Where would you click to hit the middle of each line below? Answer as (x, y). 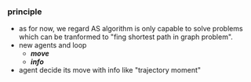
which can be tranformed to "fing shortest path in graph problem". (125, 37)
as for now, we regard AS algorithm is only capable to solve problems (131, 29)
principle (25, 12)
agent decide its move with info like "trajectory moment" (110, 70)
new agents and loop (53, 45)
